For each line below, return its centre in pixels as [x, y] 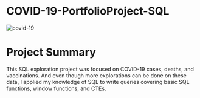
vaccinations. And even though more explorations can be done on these [96, 75]
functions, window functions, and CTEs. [56, 88]
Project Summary [51, 52]
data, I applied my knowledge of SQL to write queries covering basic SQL [98, 82]
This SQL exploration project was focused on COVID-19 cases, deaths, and [100, 69]
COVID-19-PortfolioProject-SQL [88, 11]
